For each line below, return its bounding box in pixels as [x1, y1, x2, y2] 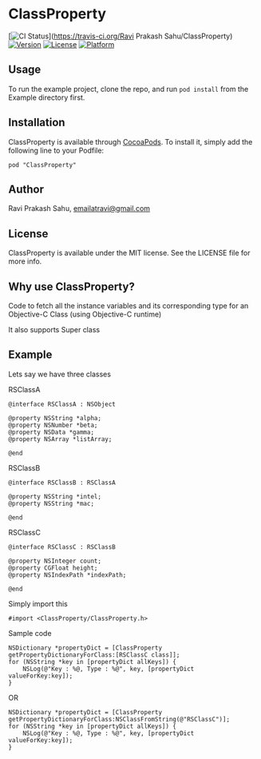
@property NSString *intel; [8, 492, 102, 500]
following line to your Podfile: [8, 145, 105, 155]
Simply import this [8, 598, 68, 608]
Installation [8, 116, 65, 129]
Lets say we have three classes [8, 369, 112, 379]
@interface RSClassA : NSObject [8, 400, 116, 408]
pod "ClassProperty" [8, 161, 77, 169]
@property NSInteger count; [8, 557, 102, 565]
